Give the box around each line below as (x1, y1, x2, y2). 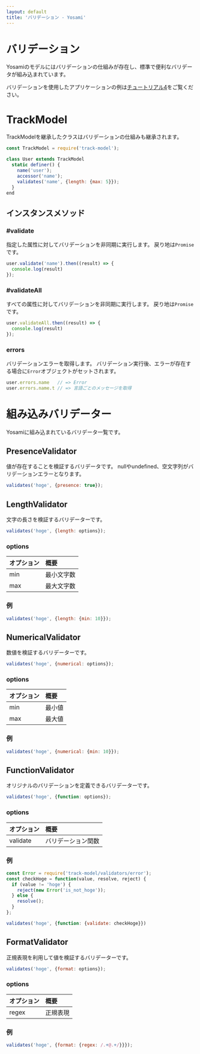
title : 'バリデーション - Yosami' (6, 14, 86, 20)
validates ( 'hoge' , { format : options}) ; (6, 965, 106, 972)
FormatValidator (6, 937, 68, 947)
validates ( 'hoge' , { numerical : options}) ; (6, 661, 114, 667)
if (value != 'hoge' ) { (11, 881, 71, 888)
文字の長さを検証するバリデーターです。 (6, 516, 106, 523)
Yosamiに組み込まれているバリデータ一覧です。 (6, 428, 124, 436)
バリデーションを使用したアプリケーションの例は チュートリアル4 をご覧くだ (6, 84, 194, 91)
